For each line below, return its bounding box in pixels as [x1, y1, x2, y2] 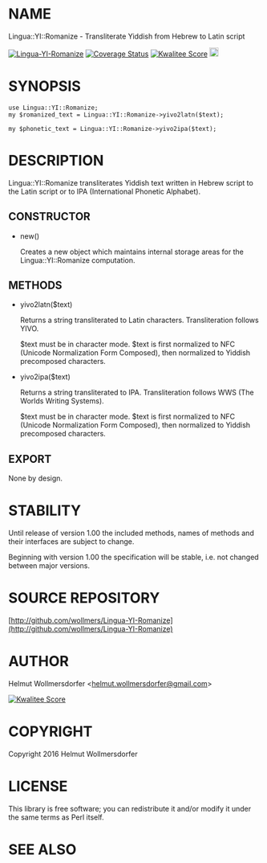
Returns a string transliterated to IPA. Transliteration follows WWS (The [19, 387, 254, 398]
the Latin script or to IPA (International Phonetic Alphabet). [8, 186, 201, 196]
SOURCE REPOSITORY [8, 589, 160, 607]
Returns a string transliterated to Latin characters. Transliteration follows [19, 315, 259, 325]
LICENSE [8, 777, 68, 796]
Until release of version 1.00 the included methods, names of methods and [8, 528, 254, 538]
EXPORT [8, 452, 52, 466]
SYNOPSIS [8, 77, 82, 96]
